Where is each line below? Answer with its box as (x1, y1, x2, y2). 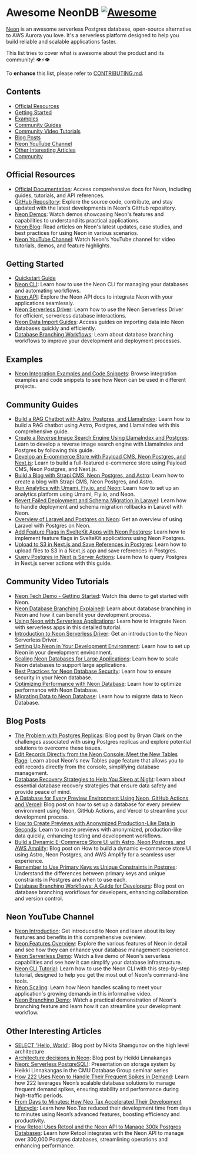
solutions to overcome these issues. (14, 744, 102, 751)
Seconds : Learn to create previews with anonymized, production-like (14, 826, 182, 833)
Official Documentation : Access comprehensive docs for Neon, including (14, 185, 192, 192)
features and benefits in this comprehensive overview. (14, 934, 146, 941)
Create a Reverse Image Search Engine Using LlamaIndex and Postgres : (14, 434, 189, 441)
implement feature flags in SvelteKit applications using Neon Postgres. (14, 535, 186, 541)
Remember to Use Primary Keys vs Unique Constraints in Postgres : (14, 863, 178, 871)
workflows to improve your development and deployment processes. (14, 337, 182, 345)
